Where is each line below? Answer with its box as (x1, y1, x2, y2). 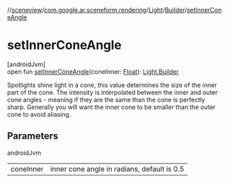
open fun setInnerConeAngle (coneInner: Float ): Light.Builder (7, 67, 179, 75)
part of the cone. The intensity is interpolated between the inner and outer (7, 88, 218, 96)
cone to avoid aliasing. (7, 110, 71, 118)
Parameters (7, 131, 59, 142)
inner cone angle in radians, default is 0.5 (50, 164, 185, 173)
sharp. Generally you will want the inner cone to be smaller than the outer (7, 103, 216, 111)
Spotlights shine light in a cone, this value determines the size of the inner (7, 81, 217, 89)
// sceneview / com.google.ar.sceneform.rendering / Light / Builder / (7, 6, 188, 14)
